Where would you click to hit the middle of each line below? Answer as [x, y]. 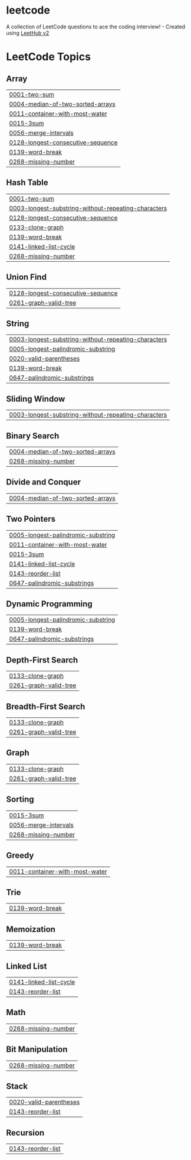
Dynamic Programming [49, 604]
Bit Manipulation [37, 1049]
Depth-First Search [42, 660]
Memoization [31, 929]
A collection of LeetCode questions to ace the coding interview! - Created [96, 27]
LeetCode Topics [49, 57]
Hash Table [27, 183]
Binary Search [33, 436]
